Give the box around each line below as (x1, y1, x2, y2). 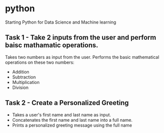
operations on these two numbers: (5, 59, 74, 65)
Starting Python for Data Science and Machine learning (5, 19, 117, 25)
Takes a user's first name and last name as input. (12, 111, 111, 118)
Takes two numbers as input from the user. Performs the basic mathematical (5, 54, 160, 60)
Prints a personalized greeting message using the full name (12, 122, 132, 128)
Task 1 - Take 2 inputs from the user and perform (5, 33, 157, 42)
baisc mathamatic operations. (5, 41, 99, 50)
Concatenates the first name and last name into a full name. (12, 117, 133, 123)
